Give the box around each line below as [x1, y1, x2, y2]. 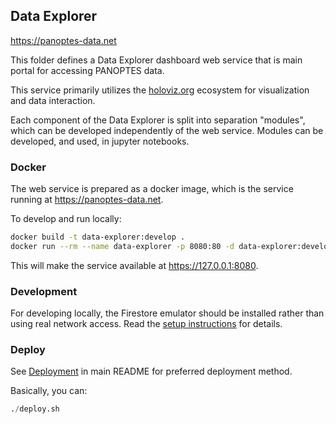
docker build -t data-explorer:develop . [10, 232, 186, 243]
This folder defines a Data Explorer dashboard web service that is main [10, 54, 303, 66]
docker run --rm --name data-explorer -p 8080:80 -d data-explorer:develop [10, 241, 333, 251]
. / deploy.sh [10, 404, 60, 414]
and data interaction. [10, 94, 96, 106]
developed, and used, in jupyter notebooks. [10, 135, 190, 147]
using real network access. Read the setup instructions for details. [10, 318, 283, 330]
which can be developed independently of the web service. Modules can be [10, 124, 324, 136]
